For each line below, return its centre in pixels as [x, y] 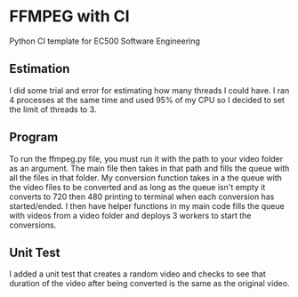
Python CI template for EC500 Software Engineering [105, 41]
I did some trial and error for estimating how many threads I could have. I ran [149, 90]
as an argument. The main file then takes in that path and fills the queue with [149, 168]
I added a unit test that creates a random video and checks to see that [138, 274]
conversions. [33, 225]
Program [34, 137]
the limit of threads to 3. [53, 109]
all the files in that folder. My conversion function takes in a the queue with [145, 177]
